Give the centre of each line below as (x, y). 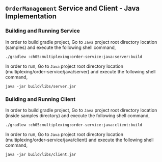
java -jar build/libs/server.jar (41, 86)
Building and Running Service (43, 31)
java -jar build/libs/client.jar (41, 154)
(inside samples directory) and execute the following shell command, (78, 115)
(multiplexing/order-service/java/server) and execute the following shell (80, 71)
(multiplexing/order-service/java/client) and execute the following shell (79, 140)
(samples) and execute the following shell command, (61, 47)
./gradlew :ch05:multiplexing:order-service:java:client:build (74, 125)
